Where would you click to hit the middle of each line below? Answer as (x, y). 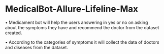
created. (14, 33)
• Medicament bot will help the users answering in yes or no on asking (77, 22)
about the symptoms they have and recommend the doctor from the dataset (82, 27)
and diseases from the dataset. (36, 47)
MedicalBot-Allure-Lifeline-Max (72, 9)
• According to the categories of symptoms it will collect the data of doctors (82, 42)
